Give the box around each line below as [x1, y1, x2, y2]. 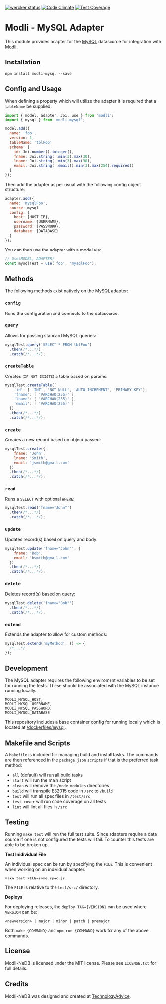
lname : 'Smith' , [14, 455, 48, 461]
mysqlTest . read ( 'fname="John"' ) [5, 505, 72, 510]
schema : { [9, 144, 30, 150]
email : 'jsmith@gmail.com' [14, 460, 70, 465]
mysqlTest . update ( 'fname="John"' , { [5, 546, 81, 551]
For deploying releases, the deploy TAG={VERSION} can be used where [5, 903, 147, 910]
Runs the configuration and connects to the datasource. [5, 310, 119, 316]
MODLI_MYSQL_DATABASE [5, 710, 50, 715]
